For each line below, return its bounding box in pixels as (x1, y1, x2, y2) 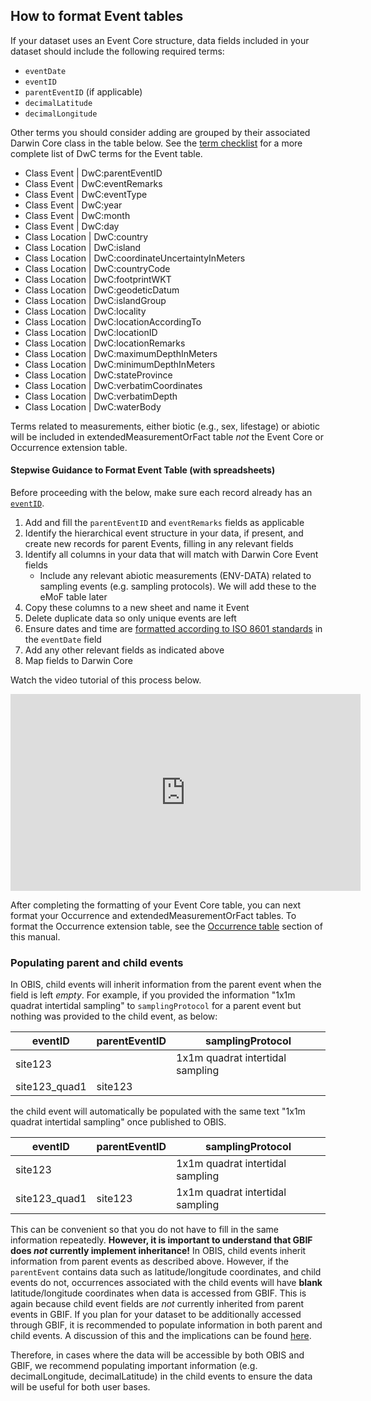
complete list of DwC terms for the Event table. (10, 147, 203, 159)
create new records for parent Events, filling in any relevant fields (24, 538, 294, 550)
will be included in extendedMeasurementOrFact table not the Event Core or (10, 430, 324, 443)
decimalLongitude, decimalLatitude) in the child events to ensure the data (10, 1370, 313, 1383)
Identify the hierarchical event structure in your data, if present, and (24, 527, 304, 539)
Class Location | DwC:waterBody (24, 400, 162, 413)
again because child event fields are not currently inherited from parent (10, 1298, 305, 1310)
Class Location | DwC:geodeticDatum (24, 284, 180, 296)
